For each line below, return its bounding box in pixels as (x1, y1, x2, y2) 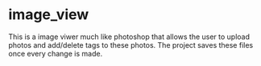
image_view (8, 6, 89, 24)
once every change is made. (8, 49, 103, 58)
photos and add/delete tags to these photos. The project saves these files (8, 40, 254, 49)
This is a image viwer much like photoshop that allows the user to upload (8, 32, 251, 41)
